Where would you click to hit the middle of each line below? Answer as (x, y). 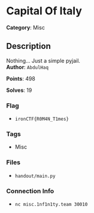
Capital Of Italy (44, 11)
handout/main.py (35, 176)
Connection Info (30, 191)
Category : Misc (26, 27)
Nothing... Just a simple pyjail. (43, 60)
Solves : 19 (19, 90)
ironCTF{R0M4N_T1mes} (42, 119)
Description (28, 46)
